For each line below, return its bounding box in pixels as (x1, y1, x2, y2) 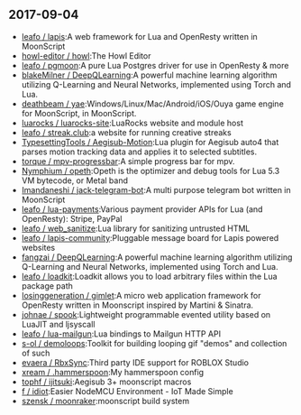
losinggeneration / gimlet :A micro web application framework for (21, 290, 261, 300)
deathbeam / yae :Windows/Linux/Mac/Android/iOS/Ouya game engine (21, 98, 285, 109)
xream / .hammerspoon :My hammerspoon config (21, 366, 205, 377)
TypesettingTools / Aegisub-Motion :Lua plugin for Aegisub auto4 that (21, 136, 279, 147)
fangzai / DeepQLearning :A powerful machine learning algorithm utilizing (21, 252, 293, 263)
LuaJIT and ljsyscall (21, 318, 96, 329)
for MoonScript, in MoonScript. (21, 107, 137, 118)
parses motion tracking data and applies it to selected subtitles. (21, 146, 258, 157)
